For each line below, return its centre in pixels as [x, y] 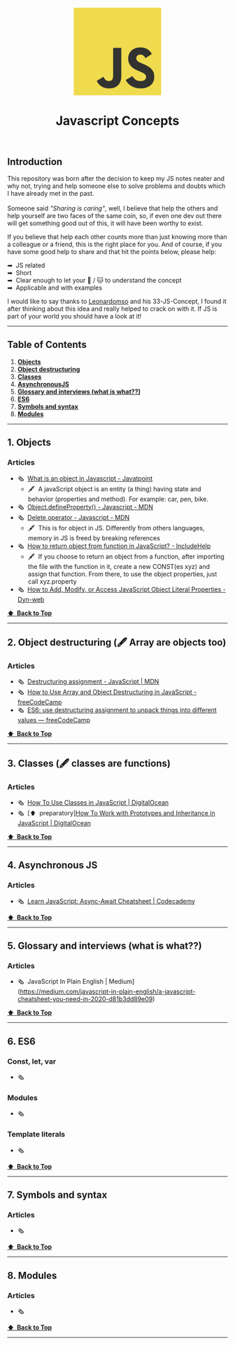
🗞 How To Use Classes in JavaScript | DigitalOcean [93, 802]
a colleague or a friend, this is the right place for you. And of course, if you [115, 244]
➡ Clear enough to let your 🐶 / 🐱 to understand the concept [94, 280]
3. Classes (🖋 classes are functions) [89, 763]
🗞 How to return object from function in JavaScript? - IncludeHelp [114, 546]
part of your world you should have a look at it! [74, 316]
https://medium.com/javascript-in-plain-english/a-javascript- [108, 991]
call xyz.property [52, 581]
